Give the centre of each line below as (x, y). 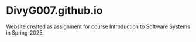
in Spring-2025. (25, 32)
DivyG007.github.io (55, 11)
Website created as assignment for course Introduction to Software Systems (98, 26)
